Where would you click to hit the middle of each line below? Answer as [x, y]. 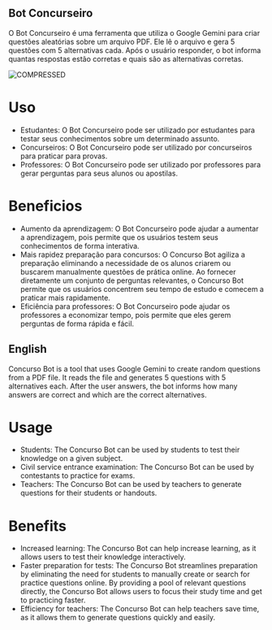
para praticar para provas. [64, 156]
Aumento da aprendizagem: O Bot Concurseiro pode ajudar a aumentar [139, 228]
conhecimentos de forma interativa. [80, 245]
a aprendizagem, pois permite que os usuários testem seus [119, 237]
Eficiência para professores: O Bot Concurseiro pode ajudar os [125, 306]
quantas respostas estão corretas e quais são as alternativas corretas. [126, 59]
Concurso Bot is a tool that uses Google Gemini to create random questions [135, 368]
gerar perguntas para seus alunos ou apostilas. [99, 173]
